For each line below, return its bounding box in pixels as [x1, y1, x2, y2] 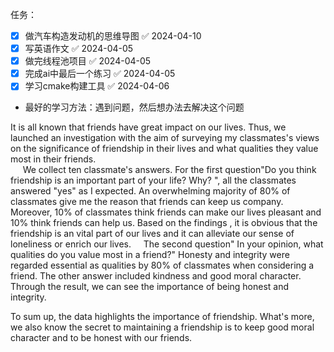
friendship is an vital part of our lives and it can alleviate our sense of [10, 228, 295, 240]
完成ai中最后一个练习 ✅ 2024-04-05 [24, 68, 176, 80]
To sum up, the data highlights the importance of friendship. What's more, [10, 311, 315, 323]
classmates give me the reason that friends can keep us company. [10, 196, 284, 208]
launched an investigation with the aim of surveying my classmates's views [10, 132, 320, 144]
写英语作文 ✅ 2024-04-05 [24, 43, 134, 55]
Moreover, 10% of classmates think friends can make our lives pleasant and [10, 206, 322, 218]
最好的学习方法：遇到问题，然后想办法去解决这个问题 [24, 101, 245, 113]
